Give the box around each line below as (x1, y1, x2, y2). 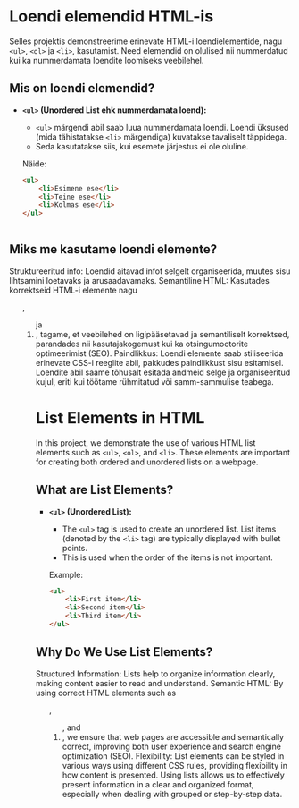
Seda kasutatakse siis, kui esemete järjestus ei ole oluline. (35, 140, 249, 151)
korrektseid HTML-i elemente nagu (9, 285, 138, 295)
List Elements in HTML (35, 408, 205, 428)
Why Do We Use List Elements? (35, 644, 213, 659)
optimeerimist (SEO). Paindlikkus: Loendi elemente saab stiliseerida (35, 347, 284, 359)
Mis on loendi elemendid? (9, 81, 155, 96)
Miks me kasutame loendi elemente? (9, 242, 217, 257)
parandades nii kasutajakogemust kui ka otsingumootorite (35, 338, 248, 349)
